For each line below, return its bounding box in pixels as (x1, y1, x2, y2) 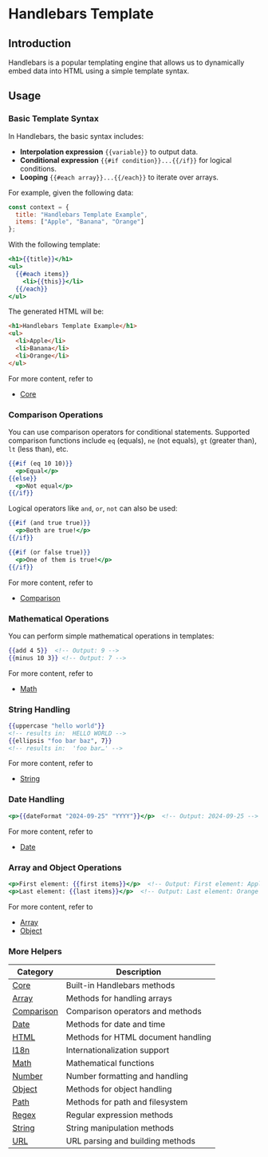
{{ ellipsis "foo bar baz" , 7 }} (8, 736, 112, 744)
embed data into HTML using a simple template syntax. (8, 66, 190, 76)
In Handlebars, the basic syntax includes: (8, 131, 144, 140)
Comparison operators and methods (65, 1005, 202, 1017)
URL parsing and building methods (65, 1135, 195, 1146)
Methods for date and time (65, 1018, 166, 1029)
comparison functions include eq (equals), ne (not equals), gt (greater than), (8, 436, 257, 445)
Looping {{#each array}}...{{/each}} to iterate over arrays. (19, 172, 219, 182)
